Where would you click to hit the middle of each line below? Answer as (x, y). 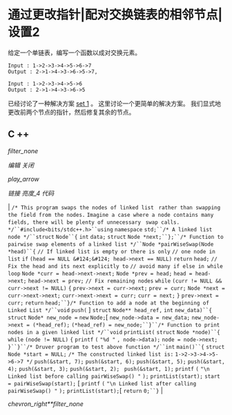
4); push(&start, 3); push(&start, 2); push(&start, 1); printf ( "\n (109, 369)
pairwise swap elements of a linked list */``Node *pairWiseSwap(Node (111, 244)
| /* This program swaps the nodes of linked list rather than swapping (114, 207)
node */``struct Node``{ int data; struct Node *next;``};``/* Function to (116, 237)
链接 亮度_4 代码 (31, 193)
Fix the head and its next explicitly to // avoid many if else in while (115, 266)
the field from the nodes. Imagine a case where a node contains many (111, 215)
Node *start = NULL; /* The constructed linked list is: (91, 354)
